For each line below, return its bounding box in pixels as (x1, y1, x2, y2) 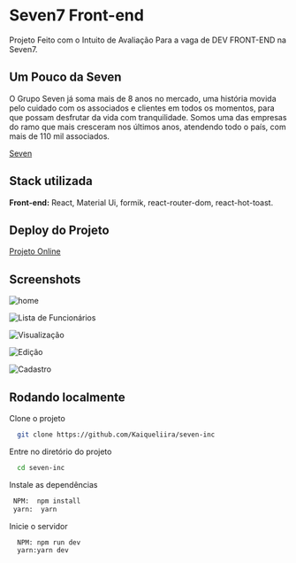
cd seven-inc (17, 463, 65, 472)
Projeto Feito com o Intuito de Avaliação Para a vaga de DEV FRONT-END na (9, 35, 287, 45)
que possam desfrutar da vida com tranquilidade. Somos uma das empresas (9, 112, 287, 122)
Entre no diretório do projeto (9, 446, 112, 457)
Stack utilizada (9, 174, 93, 189)
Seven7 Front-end (9, 5, 144, 26)
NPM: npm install (12, 497, 81, 505)
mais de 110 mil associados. (9, 130, 110, 142)
